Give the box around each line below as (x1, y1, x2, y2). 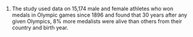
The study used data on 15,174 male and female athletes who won (11, 5, 173, 12)
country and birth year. (11, 24, 69, 31)
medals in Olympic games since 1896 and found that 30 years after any (11, 11, 188, 18)
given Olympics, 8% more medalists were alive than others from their (11, 18, 182, 24)
